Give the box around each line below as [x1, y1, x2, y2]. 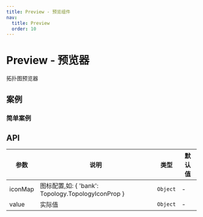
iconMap [9, 185, 34, 193]
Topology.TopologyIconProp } [40, 190, 125, 198]
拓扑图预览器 [6, 75, 38, 82]
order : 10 [11, 25, 36, 32]
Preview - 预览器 [6, 54, 89, 67]
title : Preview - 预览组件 [6, 8, 71, 15]
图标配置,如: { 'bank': [40, 182, 98, 190]
